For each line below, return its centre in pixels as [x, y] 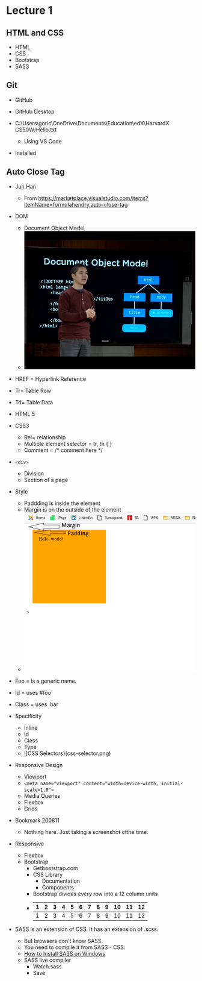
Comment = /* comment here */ [63, 450]
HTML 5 [25, 414]
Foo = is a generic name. [46, 681]
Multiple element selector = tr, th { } [68, 443]
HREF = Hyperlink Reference [50, 379]
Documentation [61, 881]
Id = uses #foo [33, 692]
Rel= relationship [45, 437]
